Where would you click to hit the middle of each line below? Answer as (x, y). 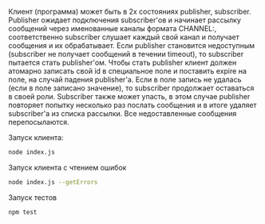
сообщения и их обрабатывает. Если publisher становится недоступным (132, 46)
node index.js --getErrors (53, 182)
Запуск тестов (33, 197)
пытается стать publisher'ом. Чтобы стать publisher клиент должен (123, 62)
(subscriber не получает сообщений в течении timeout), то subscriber (126, 54)
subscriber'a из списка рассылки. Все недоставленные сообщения (123, 114)
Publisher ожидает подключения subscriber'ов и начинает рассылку (125, 20)
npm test (23, 212)
